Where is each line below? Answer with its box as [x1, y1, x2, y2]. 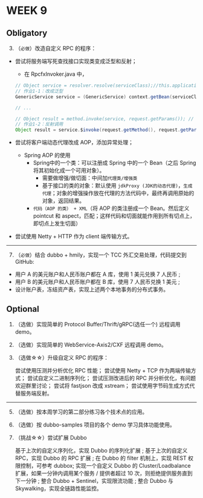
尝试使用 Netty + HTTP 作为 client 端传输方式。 [14, 233, 133, 240]
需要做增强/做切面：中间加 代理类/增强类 [42, 174, 138, 182]
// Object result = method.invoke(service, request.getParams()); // [14, 116, 195, 122]
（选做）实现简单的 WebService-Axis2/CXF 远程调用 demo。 [14, 341, 167, 348]
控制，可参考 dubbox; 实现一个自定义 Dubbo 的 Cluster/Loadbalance [20, 462, 192, 469]
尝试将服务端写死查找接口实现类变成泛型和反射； [14, 58, 137, 64]
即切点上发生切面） [33, 220, 82, 227]
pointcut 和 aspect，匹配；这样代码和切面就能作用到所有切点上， [33, 212, 195, 220]
